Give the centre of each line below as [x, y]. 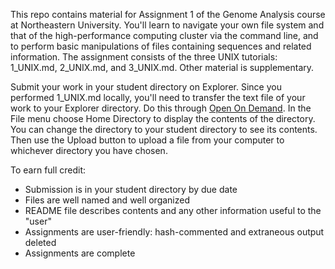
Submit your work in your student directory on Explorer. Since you [146, 87]
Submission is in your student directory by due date [131, 189]
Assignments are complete [80, 253]
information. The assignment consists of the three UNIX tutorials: [144, 57]
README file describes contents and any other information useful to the [173, 210]
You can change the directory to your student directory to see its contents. [164, 129]
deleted [40, 242]
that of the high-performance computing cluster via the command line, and [164, 35]
